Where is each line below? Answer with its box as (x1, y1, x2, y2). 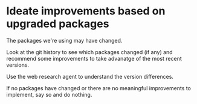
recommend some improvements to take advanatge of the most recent (6, 55, 182, 62)
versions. (6, 61, 29, 69)
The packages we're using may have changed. (6, 37, 123, 44)
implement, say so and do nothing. (6, 91, 92, 98)
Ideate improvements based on (6, 4, 166, 18)
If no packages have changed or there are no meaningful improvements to (6, 84, 192, 91)
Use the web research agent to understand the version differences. (6, 73, 174, 80)
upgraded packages (6, 17, 109, 31)
